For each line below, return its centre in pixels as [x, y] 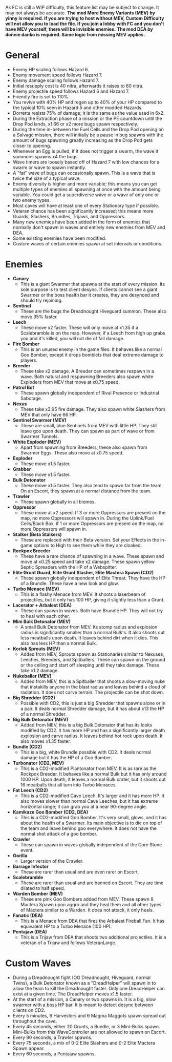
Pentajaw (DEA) [30, 931]
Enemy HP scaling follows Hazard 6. [51, 69]
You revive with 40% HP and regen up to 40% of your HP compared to [87, 102]
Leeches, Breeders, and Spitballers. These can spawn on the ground [93, 659]
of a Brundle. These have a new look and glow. [70, 583]
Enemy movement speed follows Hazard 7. [58, 75]
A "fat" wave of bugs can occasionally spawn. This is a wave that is [84, 173]
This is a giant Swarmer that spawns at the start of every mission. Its [93, 284]
